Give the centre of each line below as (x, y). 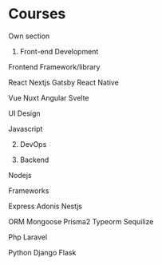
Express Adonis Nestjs (45, 206)
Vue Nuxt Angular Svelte (49, 97)
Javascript (26, 129)
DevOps (33, 144)
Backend (34, 160)
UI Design (25, 113)
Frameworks (29, 190)
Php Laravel (28, 237)
